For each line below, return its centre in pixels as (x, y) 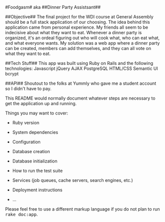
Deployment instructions (37, 190)
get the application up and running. (41, 103)
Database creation (31, 151)
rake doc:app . (22, 214)
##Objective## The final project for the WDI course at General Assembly (79, 17)
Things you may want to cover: (37, 113)
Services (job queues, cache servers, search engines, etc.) (73, 180)
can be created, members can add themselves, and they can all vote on (78, 48)
